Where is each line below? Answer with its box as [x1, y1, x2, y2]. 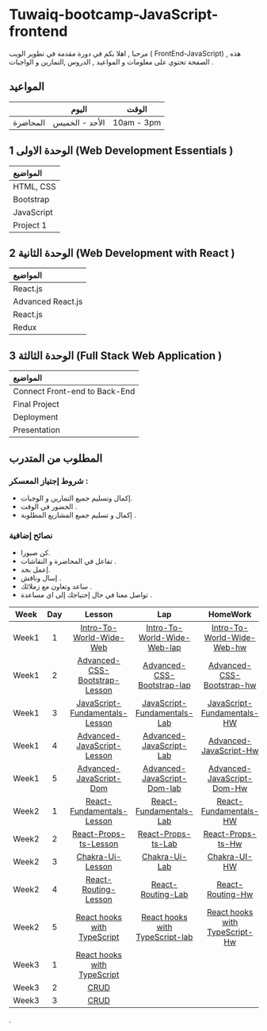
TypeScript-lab [135, 932, 193, 943]
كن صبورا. [20, 548, 51, 558]
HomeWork [208, 609, 252, 620]
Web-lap [147, 642, 181, 653]
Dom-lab [147, 783, 181, 794]
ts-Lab [151, 838, 177, 849]
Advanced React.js [13, 296, 83, 307]
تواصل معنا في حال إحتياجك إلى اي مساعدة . [20, 590, 153, 600]
